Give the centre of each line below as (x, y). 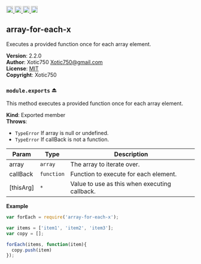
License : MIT (22, 68)
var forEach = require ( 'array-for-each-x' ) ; (63, 217)
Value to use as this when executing (121, 184)
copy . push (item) (32, 250)
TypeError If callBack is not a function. (62, 139)
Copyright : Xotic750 (31, 74)
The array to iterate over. (105, 164)
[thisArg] (22, 188)
